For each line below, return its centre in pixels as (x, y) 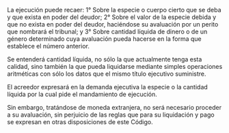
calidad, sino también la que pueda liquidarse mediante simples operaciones (115, 66)
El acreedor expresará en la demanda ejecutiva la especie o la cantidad (108, 87)
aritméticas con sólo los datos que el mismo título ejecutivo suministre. (107, 74)
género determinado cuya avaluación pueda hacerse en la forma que (104, 39)
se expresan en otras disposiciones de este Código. (80, 122)
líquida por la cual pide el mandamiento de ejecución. (82, 94)
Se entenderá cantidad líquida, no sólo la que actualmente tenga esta (105, 59)
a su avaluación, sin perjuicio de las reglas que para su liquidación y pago (111, 115)
